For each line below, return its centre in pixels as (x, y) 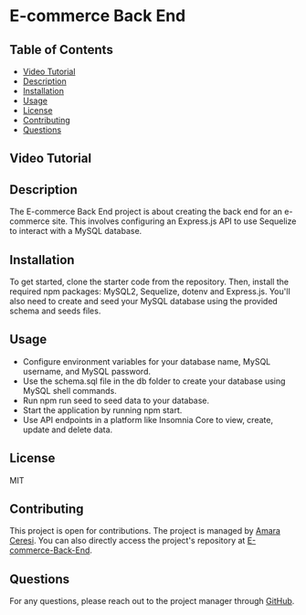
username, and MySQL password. (87, 371)
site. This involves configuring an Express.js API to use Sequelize (174, 221)
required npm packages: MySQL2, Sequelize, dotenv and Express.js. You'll (150, 292)
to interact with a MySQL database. (76, 231)
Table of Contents (62, 50)
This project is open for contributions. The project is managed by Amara (145, 531)
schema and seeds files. (55, 311)
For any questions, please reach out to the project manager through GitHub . (152, 601)
